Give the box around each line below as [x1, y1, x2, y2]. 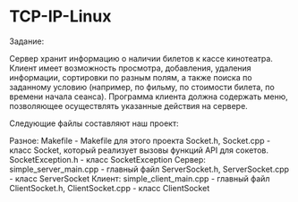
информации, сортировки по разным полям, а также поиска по [9, 72, 252, 82]
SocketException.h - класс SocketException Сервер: [9, 154, 206, 164]
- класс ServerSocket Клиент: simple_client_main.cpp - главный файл [9, 173, 270, 184]
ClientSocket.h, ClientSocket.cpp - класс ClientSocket [9, 182, 210, 193]
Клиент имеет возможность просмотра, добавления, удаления [9, 63, 252, 73]
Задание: [9, 36, 45, 46]
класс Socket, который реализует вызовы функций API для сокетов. [9, 145, 268, 156]
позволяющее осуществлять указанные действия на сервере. [9, 100, 248, 111]
